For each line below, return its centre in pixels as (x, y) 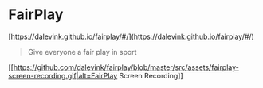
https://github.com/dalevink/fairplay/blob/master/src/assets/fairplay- (126, 67)
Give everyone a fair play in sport (82, 52)
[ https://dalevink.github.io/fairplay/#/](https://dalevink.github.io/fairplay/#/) (131, 36)
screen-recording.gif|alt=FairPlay (63, 75)
